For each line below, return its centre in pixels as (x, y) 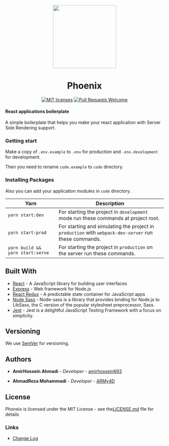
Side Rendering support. (30, 128)
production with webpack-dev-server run (106, 233)
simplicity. (23, 315)
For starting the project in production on (106, 247)
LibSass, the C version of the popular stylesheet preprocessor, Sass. (83, 305)
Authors (18, 359)
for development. (23, 157)
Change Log (25, 438)
